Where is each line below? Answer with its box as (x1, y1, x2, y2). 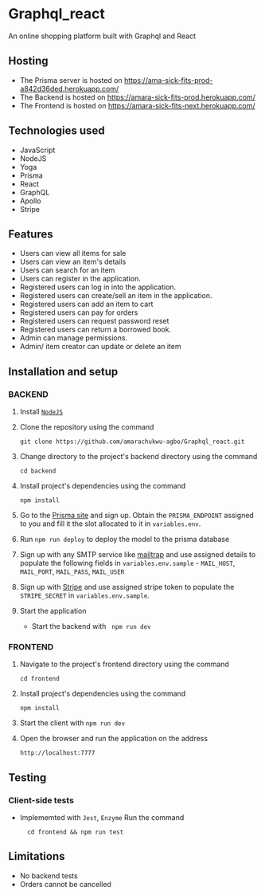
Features (8, 227, 53, 241)
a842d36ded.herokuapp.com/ (19, 84, 119, 93)
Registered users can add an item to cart (19, 300, 154, 309)
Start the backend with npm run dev (31, 622, 151, 631)
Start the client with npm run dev (19, 718, 126, 728)
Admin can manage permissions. (19, 333, 128, 343)
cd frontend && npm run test (27, 828, 124, 837)
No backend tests (19, 870, 78, 881)
